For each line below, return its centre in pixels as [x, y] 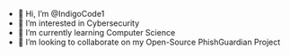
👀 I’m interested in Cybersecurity [79, 23]
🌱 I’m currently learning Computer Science [97, 32]
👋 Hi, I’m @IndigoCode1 [61, 14]
